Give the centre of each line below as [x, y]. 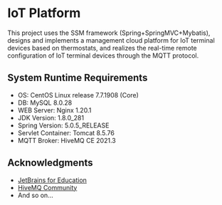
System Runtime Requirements [78, 78]
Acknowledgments [51, 163]
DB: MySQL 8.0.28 [45, 102]
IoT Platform [44, 13]
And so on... [35, 195]
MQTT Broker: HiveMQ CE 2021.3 [67, 140]
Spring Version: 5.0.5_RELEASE [63, 125]
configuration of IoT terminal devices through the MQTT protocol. [103, 56]
